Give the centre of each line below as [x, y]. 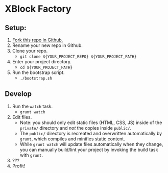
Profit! [19, 166]
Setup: [16, 28]
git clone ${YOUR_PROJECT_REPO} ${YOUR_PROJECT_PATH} [78, 57]
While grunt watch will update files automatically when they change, [91, 144]
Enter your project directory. [42, 61]
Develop [18, 94]
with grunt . [31, 155]
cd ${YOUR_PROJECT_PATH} [46, 67]
